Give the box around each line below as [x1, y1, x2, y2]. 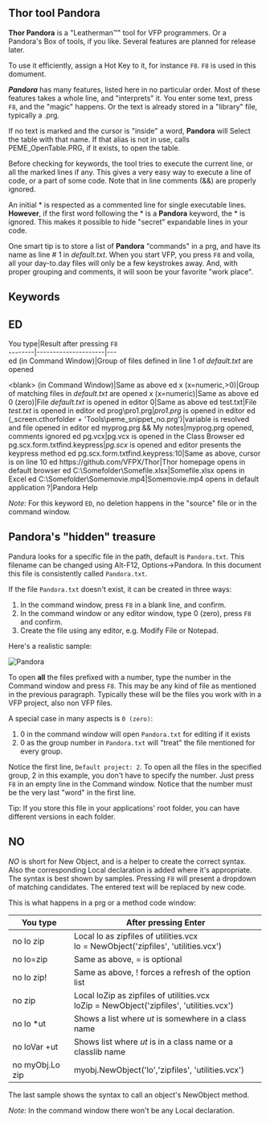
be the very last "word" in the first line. [8, 787, 137, 797]
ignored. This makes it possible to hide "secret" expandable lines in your [8, 217, 248, 226]
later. [8, 44, 26, 55]
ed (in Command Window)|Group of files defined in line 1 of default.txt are [8, 356, 253, 365]
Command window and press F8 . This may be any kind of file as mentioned [8, 680, 257, 691]
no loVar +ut [12, 1041, 59, 1052]
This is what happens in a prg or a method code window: [8, 898, 197, 907]
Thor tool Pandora [8, 6, 100, 20]
